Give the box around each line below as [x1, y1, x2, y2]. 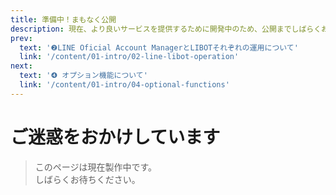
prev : [10, 33, 33, 43]
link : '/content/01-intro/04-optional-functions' [19, 80, 230, 90]
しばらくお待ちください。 [34, 173, 141, 185]
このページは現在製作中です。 [34, 161, 158, 173]
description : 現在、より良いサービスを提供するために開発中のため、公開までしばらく [10, 24, 322, 34]
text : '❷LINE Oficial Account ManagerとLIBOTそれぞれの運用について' [19, 42, 299, 53]
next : [10, 61, 33, 71]
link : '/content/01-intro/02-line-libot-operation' [19, 52, 240, 62]
